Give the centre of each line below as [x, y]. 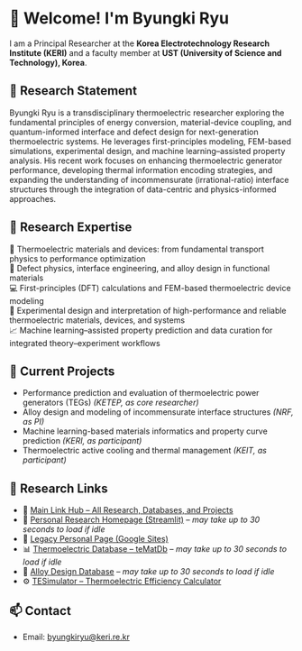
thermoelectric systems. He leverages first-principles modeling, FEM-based [150, 141]
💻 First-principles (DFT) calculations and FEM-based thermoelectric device [150, 288]
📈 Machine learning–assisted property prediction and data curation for [141, 330]
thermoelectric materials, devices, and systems [97, 320]
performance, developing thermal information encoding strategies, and [141, 170]
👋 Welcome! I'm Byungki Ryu [119, 18]
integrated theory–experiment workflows [85, 343]
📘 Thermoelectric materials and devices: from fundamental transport [137, 249]
